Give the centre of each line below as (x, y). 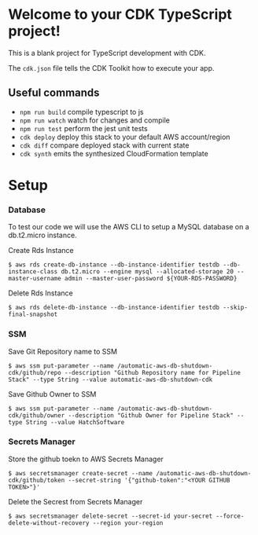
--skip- (235, 308)
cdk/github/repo (35, 372)
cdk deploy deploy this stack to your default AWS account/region (125, 137)
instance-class (33, 272)
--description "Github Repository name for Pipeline (153, 372)
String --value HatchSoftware (75, 422)
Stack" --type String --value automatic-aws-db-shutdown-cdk (111, 379)
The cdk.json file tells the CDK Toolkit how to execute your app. (111, 68)
